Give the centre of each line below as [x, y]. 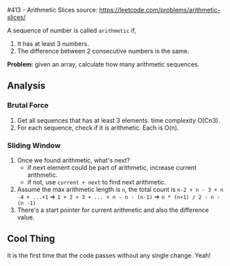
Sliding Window [34, 145]
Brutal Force [28, 106]
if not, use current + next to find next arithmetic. [96, 182]
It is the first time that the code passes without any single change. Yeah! [109, 255]
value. [26, 217]
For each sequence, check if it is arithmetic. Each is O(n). [98, 128]
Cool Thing [31, 239]
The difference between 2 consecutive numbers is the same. [103, 51]
